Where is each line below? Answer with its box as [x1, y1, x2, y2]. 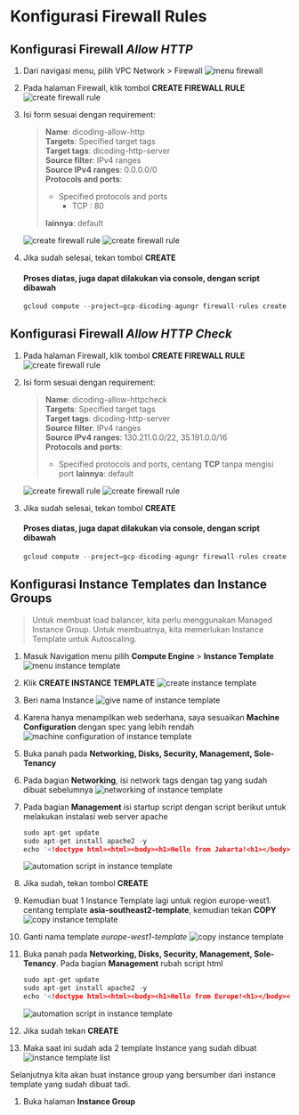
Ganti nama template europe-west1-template [22, 932, 188, 942]
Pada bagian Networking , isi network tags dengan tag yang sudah [22, 775, 268, 785]
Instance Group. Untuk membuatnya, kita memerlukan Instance [31, 623, 264, 634]
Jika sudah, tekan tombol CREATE [22, 878, 149, 889]
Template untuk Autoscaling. [31, 633, 137, 644]
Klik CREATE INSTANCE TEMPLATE [22, 677, 156, 688]
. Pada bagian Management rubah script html [55, 958, 223, 969]
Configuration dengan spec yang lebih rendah [22, 721, 195, 732]
